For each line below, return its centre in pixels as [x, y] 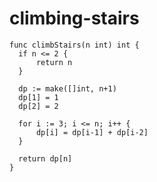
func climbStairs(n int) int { [74, 45]
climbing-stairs [74, 18]
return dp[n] [45, 158]
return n [54, 62]
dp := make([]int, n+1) [67, 88]
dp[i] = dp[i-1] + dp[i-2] [92, 132]
